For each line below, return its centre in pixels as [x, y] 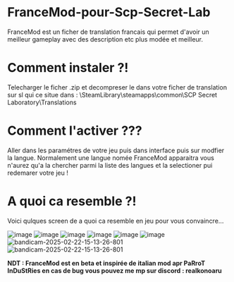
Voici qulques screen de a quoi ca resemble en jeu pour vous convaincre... [116, 221]
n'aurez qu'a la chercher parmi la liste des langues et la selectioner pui [110, 165]
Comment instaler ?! [68, 68]
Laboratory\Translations [42, 102]
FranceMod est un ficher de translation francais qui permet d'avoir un [108, 32]
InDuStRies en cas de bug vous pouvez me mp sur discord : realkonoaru [115, 270]
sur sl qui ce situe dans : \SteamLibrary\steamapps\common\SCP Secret [112, 94]
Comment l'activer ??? [75, 131]
